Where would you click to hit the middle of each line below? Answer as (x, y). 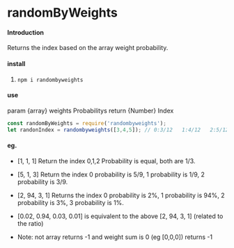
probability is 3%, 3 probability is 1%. (70, 202)
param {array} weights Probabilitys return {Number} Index (91, 110)
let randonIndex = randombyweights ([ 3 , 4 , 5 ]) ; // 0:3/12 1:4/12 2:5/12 (118, 130)
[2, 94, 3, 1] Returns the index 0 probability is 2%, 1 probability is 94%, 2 (121, 195)
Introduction (25, 32)
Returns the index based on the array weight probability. (88, 48)
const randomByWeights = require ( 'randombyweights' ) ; (87, 123)
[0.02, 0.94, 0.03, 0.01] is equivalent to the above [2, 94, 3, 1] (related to (120, 216)
